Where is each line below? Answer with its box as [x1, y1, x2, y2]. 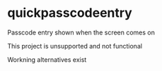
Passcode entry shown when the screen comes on [7, 28, 156, 37]
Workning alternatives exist [7, 55, 87, 64]
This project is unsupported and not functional [7, 41, 143, 50]
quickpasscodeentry [7, 5, 132, 21]
